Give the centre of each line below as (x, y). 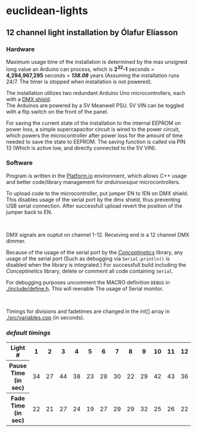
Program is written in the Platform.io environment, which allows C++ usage (96, 176)
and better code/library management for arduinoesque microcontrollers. (93, 182)
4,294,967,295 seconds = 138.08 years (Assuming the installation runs (93, 75)
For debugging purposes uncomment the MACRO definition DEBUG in (88, 282)
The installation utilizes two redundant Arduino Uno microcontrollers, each (96, 93)
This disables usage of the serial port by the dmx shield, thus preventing (93, 199)
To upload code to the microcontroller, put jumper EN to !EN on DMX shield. (97, 193)
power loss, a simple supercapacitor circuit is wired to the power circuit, (93, 129)
